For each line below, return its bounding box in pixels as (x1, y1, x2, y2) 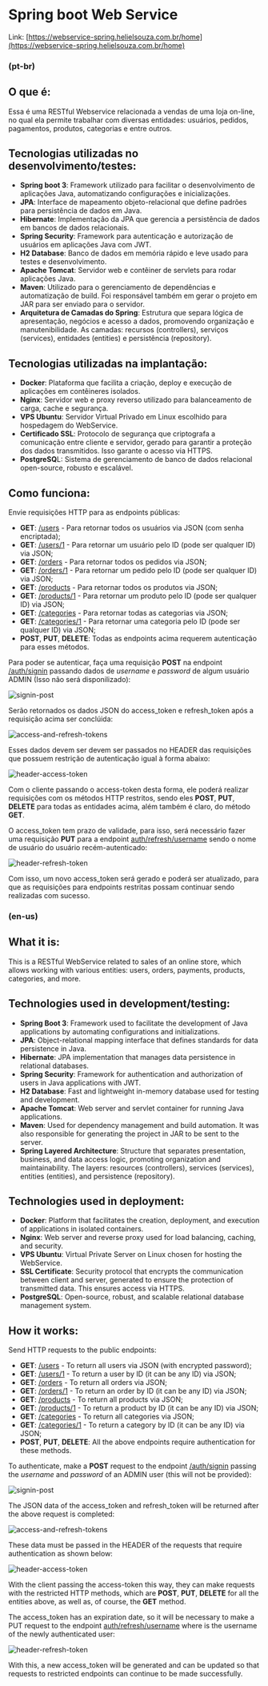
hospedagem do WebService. (19, 420, 118, 430)
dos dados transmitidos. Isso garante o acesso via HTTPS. (19, 446, 214, 456)
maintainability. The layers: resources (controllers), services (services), (19, 1162, 254, 1172)
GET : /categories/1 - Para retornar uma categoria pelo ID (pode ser (19, 616, 241, 626)
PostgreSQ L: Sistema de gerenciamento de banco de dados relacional (19, 455, 253, 464)
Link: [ (8, 32, 30, 42)
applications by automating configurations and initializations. (19, 1026, 220, 1036)
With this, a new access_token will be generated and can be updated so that (8, 1660, 260, 1670)
